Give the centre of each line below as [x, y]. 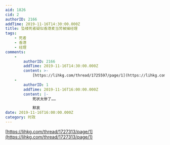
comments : [16, 52]
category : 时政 [20, 117]
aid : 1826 [16, 10]
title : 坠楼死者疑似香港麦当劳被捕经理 [41, 29]
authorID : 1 [36, 85]
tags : [11, 33]
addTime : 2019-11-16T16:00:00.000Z [61, 89]
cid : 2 [12, 15]
